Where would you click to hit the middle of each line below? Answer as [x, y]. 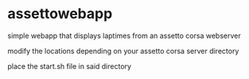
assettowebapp [60, 14]
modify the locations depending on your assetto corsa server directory [123, 51]
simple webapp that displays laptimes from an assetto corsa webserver [124, 36]
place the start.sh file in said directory [70, 66]
